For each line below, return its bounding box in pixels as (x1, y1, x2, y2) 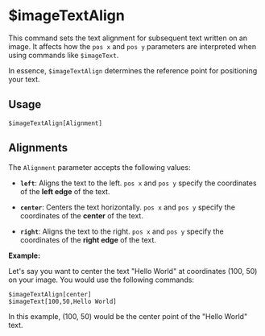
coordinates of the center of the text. (19, 210, 143, 220)
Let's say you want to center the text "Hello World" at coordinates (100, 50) (8, 266, 258, 276)
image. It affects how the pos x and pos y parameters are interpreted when (8, 41, 256, 51)
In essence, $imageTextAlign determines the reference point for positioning (8, 65, 258, 75)
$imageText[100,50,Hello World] (8, 297, 117, 305)
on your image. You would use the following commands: (8, 275, 195, 284)
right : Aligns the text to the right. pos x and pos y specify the (19, 226, 224, 236)
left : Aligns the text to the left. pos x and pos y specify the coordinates (19, 178, 257, 188)
